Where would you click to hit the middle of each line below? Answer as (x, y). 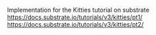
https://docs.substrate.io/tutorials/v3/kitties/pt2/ (76, 24)
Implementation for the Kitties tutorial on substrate (78, 10)
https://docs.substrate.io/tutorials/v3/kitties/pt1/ (75, 17)
